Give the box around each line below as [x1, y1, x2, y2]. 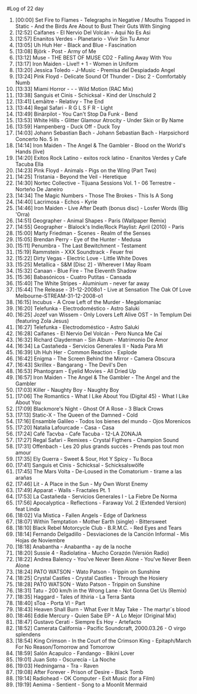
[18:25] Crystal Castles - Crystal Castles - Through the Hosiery [15, 575, 168, 581]
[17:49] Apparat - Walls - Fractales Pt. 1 [15, 487, 111, 493]
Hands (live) [15, 148, 45, 155]
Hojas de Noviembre [15, 537, 65, 544]
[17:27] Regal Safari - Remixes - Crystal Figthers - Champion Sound [15, 437, 179, 443]
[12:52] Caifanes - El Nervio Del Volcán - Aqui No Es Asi [15, 29, 151, 36]
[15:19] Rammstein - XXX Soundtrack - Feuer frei [15, 248, 133, 256]
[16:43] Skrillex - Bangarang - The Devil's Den [15, 361, 127, 368]
